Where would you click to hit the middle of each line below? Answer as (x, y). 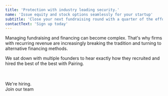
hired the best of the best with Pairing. (44, 63)
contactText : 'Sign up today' (37, 24)
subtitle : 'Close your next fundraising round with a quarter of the (79, 19)
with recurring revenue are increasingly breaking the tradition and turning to (83, 43)
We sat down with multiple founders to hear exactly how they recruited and (82, 58)
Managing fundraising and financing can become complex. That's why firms (84, 38)
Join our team (19, 89)
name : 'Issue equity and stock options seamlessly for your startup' (79, 14)
